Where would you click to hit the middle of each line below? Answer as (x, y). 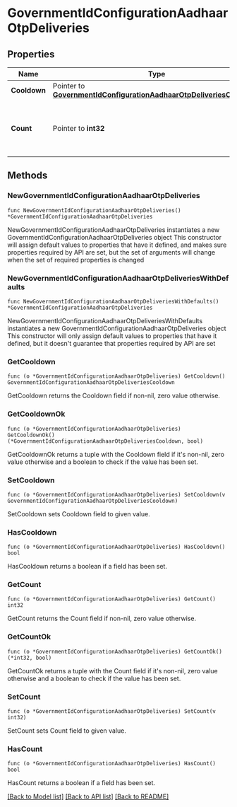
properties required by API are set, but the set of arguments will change (111, 252)
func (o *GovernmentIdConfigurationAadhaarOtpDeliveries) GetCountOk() (115, 651)
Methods (28, 176)
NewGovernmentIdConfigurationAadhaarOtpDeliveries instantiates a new (114, 230)
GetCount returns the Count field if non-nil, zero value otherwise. (102, 619)
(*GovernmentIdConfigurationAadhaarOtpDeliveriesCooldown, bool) (105, 441)
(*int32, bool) (30, 658)
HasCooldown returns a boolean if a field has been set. (87, 567)
